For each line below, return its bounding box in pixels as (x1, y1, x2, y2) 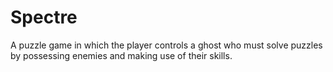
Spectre (10, 6, 78, 29)
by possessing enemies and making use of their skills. (10, 49, 233, 61)
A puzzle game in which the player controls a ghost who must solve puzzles (10, 39, 323, 51)
